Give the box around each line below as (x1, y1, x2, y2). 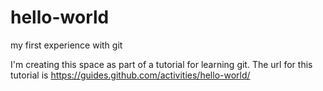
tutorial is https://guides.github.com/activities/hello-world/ (10, 69, 251, 81)
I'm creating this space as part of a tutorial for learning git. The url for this (10, 58, 313, 70)
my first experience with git (10, 39, 123, 51)
